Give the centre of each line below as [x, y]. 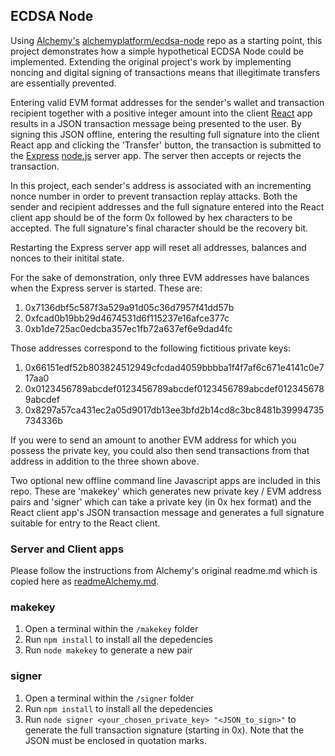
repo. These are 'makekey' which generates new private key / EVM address [166, 491]
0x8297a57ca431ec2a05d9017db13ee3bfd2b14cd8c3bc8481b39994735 [174, 410]
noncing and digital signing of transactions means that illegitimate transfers [165, 72]
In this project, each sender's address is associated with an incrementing [161, 185]
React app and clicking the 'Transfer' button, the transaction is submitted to [166, 145]
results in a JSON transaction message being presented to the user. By [156, 123]
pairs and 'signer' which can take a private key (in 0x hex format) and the [161, 501]
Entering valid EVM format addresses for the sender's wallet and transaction [167, 102]
